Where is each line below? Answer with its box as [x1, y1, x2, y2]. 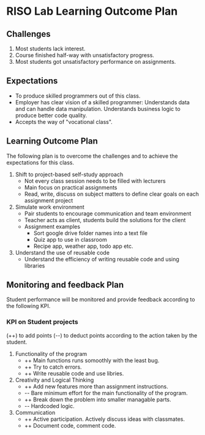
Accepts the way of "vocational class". [15, 118, 113, 125]
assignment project [24, 196, 73, 204]
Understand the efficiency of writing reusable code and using [24, 255, 179, 263]
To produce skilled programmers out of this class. [15, 92, 141, 99]
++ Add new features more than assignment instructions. [24, 382, 168, 390]
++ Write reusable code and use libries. [24, 369, 124, 377]
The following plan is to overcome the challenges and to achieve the [6, 152, 179, 160]
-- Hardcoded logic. [24, 402, 75, 409]
